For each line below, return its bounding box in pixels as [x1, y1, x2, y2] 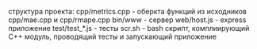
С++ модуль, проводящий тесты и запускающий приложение [8, 32, 217, 41]
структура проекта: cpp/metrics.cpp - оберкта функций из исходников [8, 7, 247, 16]
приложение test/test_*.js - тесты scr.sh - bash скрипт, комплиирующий [8, 24, 250, 32]
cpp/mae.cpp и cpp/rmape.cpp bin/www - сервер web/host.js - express [8, 15, 247, 24]
